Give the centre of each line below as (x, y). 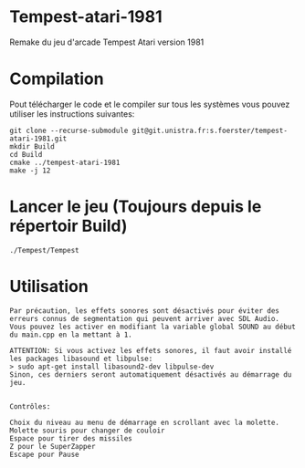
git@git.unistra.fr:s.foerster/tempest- (210, 130)
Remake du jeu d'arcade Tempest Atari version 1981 (107, 42)
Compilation (57, 79)
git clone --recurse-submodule (69, 130)
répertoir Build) (68, 226)
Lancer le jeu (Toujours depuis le (136, 207)
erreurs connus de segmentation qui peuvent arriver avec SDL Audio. (145, 318)
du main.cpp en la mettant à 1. (71, 335)
